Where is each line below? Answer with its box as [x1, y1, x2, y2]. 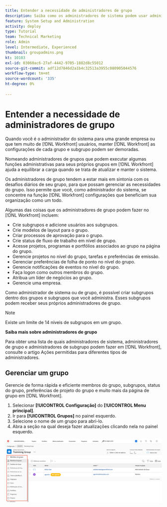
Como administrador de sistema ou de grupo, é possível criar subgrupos [5, 289, 154, 295]
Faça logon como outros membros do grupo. [12, 269, 104, 275]
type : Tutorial [5, 29, 37, 34]
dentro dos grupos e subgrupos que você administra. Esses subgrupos [5, 295, 151, 301]
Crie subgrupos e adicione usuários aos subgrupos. [12, 222, 119, 228]
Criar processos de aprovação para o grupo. [12, 232, 103, 238]
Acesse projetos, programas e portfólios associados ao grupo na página [12, 243, 161, 249]
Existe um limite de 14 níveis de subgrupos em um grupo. [5, 319, 122, 325]
